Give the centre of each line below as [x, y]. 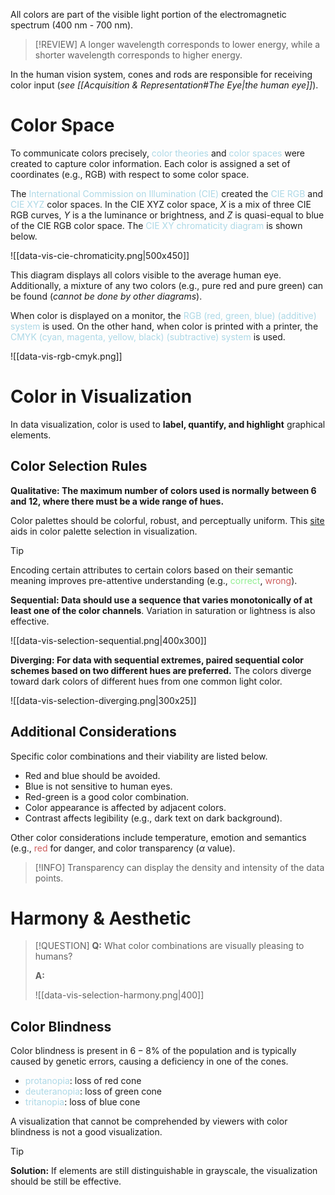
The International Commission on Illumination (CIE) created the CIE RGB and [167, 193]
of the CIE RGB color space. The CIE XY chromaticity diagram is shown [156, 225]
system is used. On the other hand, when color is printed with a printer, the [164, 326]
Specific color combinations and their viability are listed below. [139, 756]
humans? [53, 956]
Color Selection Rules [79, 466]
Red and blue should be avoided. [92, 775]
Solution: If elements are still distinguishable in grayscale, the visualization [164, 1171]
